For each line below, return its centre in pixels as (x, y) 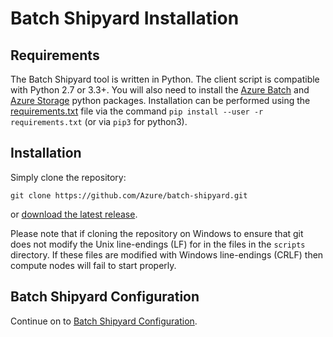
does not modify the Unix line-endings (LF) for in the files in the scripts (158, 244)
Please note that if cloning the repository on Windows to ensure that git (157, 233)
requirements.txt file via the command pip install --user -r (137, 111)
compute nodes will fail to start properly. (93, 265)
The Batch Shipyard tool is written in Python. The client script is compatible (165, 79)
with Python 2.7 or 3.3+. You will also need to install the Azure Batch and (160, 90)
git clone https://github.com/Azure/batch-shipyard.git (129, 195)
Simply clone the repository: (68, 177)
